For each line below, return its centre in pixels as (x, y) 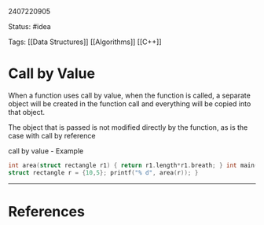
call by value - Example (46, 151)
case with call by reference (52, 135)
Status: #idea (29, 26)
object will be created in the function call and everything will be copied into (130, 103)
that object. (27, 112)
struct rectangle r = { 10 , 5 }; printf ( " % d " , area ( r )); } (103, 172)
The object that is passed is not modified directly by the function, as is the (128, 127)
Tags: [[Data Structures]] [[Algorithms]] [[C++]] (85, 42)
